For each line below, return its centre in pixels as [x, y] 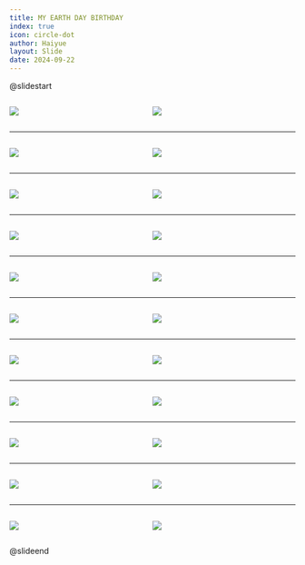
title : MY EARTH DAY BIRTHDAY [67, 18]
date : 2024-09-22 [42, 60]
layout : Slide [36, 52]
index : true [32, 26]
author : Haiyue [38, 43]
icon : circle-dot [42, 35]
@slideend [30, 551]
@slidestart [31, 86]
